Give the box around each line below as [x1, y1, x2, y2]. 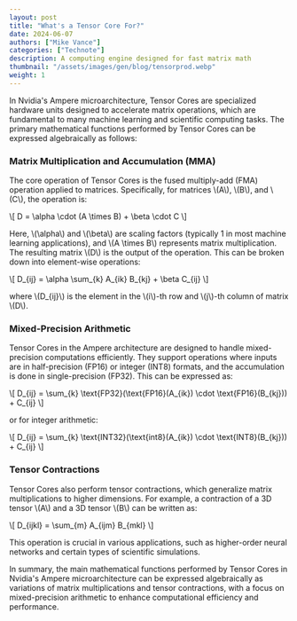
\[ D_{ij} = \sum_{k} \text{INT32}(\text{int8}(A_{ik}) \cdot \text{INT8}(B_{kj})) [9, 432, 288, 443]
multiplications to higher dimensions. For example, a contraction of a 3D [9, 493, 272, 504]
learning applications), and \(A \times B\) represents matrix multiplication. [9, 238, 277, 248]
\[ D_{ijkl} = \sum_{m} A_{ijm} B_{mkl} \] [9, 520, 154, 531]
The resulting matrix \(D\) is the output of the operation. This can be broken [9, 248, 285, 258]
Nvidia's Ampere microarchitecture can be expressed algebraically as [9, 573, 263, 584]
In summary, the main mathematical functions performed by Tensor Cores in [9, 563, 288, 574]
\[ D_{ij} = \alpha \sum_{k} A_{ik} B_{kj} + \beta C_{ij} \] [9, 274, 209, 285]
